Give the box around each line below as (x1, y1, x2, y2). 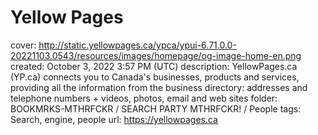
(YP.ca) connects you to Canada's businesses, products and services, (10, 71, 300, 83)
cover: (10, 39, 37, 51)
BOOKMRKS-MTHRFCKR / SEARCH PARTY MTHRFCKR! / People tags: (10, 102, 302, 115)
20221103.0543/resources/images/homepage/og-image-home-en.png (10, 49, 302, 61)
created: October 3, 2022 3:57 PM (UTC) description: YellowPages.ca (10, 60, 298, 72)
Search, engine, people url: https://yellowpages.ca (10, 113, 218, 125)
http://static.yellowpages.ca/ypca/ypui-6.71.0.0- (38, 39, 237, 51)
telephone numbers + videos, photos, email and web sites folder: (10, 92, 278, 104)
